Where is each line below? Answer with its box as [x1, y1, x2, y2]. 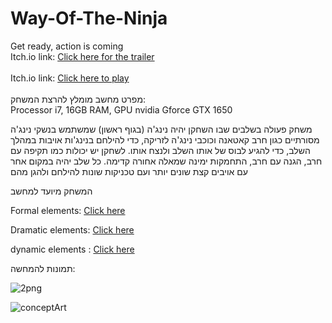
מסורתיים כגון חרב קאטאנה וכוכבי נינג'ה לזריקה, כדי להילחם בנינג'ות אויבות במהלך [10, 133, 320, 146]
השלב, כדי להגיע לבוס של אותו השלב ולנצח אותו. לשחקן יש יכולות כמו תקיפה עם [10, 144, 311, 156]
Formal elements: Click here [10, 204, 126, 216]
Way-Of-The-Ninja [10, 7, 168, 30]
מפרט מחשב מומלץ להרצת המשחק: [10, 93, 147, 105]
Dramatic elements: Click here [10, 223, 135, 236]
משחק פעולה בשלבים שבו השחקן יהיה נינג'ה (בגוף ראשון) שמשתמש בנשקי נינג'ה [10, 123, 313, 135]
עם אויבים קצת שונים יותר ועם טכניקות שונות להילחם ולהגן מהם [10, 165, 248, 177]
